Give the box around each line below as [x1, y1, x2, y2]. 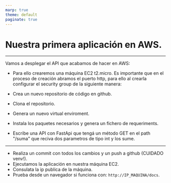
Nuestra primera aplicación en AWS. [5, 39, 162, 50]
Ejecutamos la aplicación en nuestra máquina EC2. [12, 161, 119, 167]
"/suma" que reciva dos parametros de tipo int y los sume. [12, 136, 135, 142]
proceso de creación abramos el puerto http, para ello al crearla [12, 76, 147, 82]
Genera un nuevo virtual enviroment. [12, 110, 90, 117]
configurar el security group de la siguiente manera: [12, 81, 122, 87]
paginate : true [5, 17, 38, 22]
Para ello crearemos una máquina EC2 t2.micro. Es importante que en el [12, 70, 164, 76]
